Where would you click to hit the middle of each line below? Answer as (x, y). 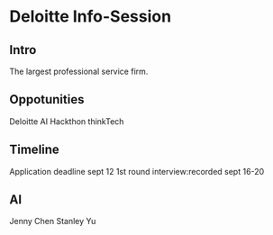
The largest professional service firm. (79, 71)
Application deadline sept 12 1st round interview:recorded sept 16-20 (137, 171)
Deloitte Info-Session (91, 17)
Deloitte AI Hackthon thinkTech (67, 121)
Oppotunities (47, 99)
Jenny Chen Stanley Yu (53, 221)
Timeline (35, 150)
